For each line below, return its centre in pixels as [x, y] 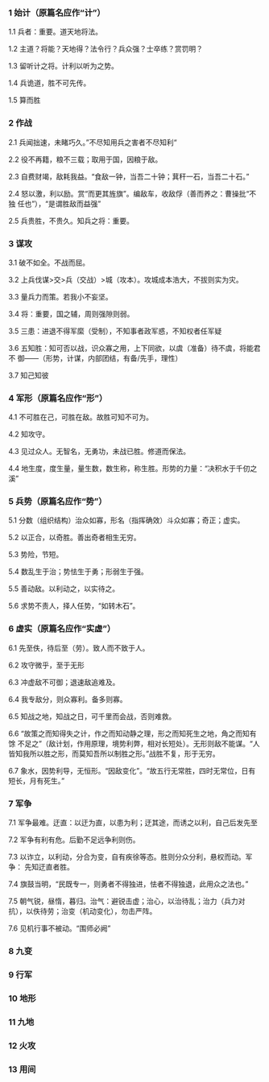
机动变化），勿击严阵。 [119, 911]
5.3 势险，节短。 [36, 555]
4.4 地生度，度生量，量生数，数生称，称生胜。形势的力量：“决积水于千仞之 [133, 469]
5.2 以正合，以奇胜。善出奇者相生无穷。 [74, 538]
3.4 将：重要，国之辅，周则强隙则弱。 [71, 314]
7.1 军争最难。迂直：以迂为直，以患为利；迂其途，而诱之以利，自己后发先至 [133, 823]
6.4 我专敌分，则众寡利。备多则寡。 [68, 699]
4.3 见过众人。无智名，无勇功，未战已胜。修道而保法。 [99, 452]
